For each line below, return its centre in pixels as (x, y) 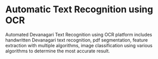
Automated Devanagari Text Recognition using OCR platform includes (79, 34)
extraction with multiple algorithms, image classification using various (79, 45)
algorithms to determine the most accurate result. (58, 51)
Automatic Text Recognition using (79, 9)
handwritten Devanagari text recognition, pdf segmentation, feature (76, 40)
